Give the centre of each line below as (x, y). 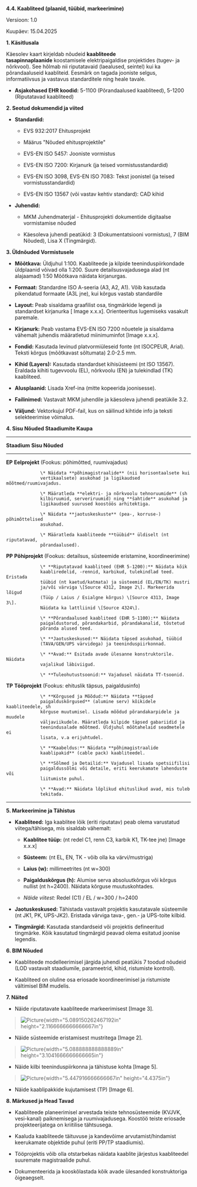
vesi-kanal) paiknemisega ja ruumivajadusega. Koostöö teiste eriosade (100, 1119)
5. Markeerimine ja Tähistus (41, 810)
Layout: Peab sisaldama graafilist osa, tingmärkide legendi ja (88, 305)
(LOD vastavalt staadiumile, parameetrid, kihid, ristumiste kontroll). (95, 968)
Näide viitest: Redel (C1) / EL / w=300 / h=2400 (81, 898)
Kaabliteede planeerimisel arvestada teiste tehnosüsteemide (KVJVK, (98, 1112)
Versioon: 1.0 (22, 20)
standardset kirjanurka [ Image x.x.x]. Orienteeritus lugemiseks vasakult (101, 311)
